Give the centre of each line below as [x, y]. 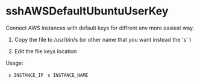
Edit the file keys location [45, 51]
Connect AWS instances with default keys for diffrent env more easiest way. [100, 28]
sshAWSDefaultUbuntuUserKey [87, 11]
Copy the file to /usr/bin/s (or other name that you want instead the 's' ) [103, 39]
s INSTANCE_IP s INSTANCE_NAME [48, 75]
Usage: [14, 63]
